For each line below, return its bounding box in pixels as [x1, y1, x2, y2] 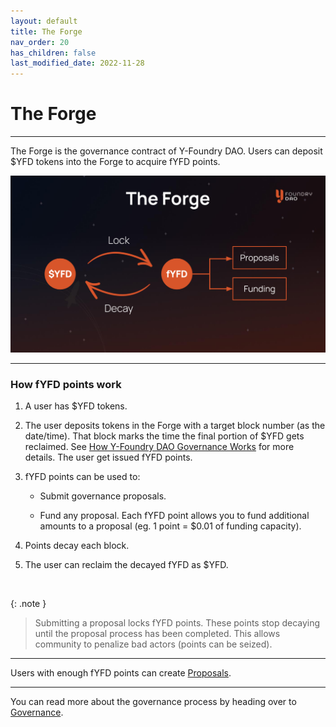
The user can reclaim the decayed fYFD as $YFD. [24, 559, 229, 571]
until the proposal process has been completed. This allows [34, 628, 281, 640]
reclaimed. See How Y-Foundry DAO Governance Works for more [24, 441, 295, 453]
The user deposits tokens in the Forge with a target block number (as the [24, 420, 326, 432]
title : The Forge [10, 26, 83, 37]
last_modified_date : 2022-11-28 [10, 58, 145, 69]
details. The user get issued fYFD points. [24, 451, 193, 464]
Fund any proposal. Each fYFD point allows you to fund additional [39, 510, 310, 522]
